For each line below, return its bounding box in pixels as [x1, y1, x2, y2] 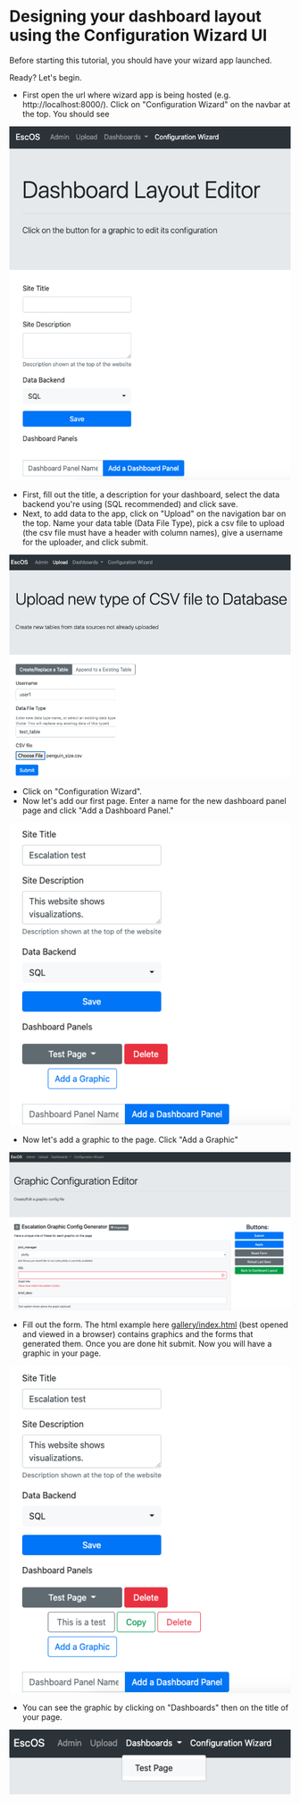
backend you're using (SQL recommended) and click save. [21, 498, 238, 509]
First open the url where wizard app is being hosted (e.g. [21, 89, 231, 100]
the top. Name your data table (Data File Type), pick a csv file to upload [21, 517, 285, 529]
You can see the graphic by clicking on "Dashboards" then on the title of [21, 1702, 288, 1714]
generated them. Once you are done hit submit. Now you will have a [21, 1338, 272, 1349]
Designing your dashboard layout [9, 6, 262, 27]
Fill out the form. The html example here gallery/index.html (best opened [21, 1319, 288, 1330]
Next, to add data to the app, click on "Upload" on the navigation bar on [21, 508, 287, 519]
